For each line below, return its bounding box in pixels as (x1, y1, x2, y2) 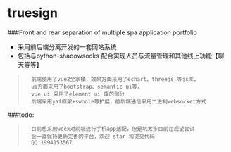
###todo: (7, 110, 35, 119)
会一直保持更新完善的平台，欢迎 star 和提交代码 (31, 132, 155, 140)
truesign (7, 5, 58, 21)
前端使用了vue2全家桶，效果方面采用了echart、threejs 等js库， (31, 75, 199, 82)
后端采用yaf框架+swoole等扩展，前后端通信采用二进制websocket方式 (31, 98, 206, 105)
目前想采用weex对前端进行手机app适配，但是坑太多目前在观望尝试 (31, 125, 195, 132)
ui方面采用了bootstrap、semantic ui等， (31, 83, 143, 90)
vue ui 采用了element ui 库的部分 (31, 90, 125, 98)
